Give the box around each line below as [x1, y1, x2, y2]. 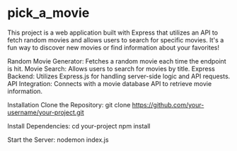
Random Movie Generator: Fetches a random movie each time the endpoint [7, 56, 226, 65]
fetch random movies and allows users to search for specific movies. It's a [7, 35, 224, 44]
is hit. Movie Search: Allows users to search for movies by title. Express [7, 64, 216, 73]
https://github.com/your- [132, 100, 204, 109]
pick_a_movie [7, 5, 90, 21]
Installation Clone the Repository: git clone [7, 100, 131, 109]
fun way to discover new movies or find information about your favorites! [7, 43, 220, 52]
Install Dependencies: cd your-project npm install [7, 121, 151, 130]
